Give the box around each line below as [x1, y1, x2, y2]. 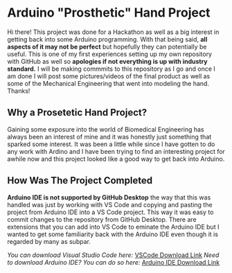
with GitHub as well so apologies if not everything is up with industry [7, 57, 208, 65]
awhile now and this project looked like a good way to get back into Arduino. [7, 155, 225, 163]
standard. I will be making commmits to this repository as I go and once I [7, 64, 216, 73]
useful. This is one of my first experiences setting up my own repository [7, 50, 213, 58]
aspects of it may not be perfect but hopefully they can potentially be [7, 42, 207, 51]
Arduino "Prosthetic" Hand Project [7, 5, 211, 21]
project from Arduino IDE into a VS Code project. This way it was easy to [7, 208, 214, 216]
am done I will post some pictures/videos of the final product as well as [7, 71, 211, 80]
